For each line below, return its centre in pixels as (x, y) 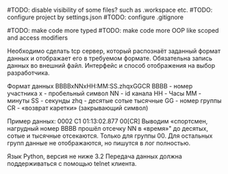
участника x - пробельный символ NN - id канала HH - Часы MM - (104, 93)
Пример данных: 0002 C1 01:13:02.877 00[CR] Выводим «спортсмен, (107, 121)
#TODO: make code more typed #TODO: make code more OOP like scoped (113, 30)
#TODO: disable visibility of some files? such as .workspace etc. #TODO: (110, 10)
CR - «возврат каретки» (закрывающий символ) (78, 108)
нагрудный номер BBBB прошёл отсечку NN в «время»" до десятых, (108, 128)
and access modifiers (38, 38)
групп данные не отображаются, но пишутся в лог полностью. (99, 143)
